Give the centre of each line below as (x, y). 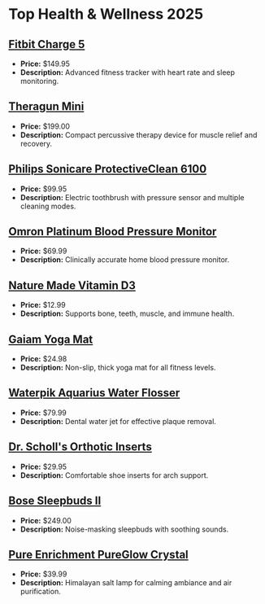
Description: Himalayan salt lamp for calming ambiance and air (126, 583)
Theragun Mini (46, 107)
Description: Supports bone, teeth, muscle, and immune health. (127, 313)
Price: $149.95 (45, 63)
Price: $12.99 (43, 305)
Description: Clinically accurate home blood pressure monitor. (125, 260)
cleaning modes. (48, 206)
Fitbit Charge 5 (47, 44)
